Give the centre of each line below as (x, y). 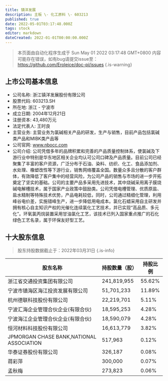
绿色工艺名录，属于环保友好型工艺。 (50, 220)
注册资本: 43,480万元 (34, 120)
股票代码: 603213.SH (34, 101)
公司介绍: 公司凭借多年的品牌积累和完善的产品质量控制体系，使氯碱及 (84, 151)
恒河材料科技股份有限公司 (38, 328)
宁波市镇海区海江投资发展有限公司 (48, 290)
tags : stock (17, 29)
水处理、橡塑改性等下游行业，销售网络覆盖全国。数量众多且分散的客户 (85, 170)
